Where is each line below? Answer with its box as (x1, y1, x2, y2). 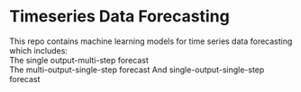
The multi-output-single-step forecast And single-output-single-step (9, 64, 265, 75)
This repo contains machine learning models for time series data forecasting (9, 36, 293, 46)
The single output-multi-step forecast (9, 54, 149, 65)
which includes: (9, 45, 68, 55)
